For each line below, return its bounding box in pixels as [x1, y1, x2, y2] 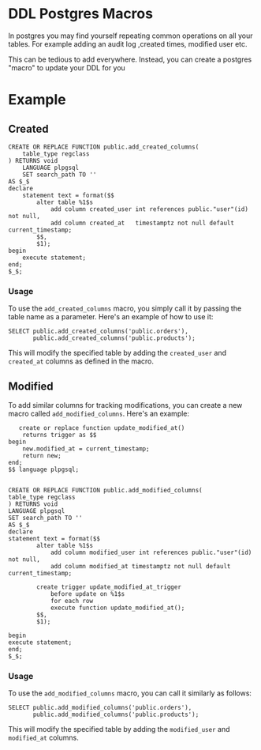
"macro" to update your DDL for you [8, 62, 126, 72]
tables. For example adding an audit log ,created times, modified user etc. [8, 39, 248, 48]
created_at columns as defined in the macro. [8, 356, 155, 366]
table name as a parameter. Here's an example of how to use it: [8, 312, 214, 322]
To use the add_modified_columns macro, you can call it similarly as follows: [8, 688, 252, 698]
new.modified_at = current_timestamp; [22, 445, 150, 453]
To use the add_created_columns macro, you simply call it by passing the [8, 303, 242, 313]
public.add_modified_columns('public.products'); [32, 710, 199, 719]
